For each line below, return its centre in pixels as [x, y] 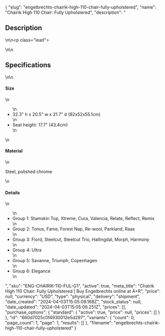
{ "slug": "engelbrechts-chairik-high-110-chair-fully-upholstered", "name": [81, 7]
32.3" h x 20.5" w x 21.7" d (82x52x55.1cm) [56, 114]
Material [14, 151]
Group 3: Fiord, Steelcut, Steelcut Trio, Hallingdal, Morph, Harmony [81, 239]
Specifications [28, 65]
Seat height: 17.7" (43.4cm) [40, 125]
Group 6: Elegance [31, 271]
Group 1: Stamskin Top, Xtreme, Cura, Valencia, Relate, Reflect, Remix [83, 219]
